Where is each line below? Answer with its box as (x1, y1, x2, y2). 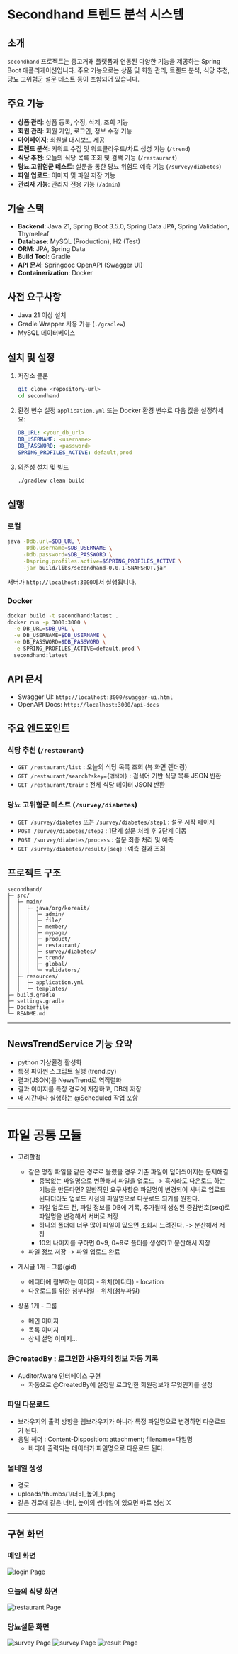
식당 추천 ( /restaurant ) (7, 745, 84, 755)
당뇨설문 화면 (7, 1622, 50, 1632)
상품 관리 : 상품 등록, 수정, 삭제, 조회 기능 (17, 118, 129, 126)
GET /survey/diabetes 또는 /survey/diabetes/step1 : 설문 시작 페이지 (17, 817, 215, 826)
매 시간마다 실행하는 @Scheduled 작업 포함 (17, 1093, 138, 1102)
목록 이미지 (28, 1325, 59, 1334)
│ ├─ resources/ (7, 973, 59, 980)
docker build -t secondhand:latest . (7, 612, 119, 619)
